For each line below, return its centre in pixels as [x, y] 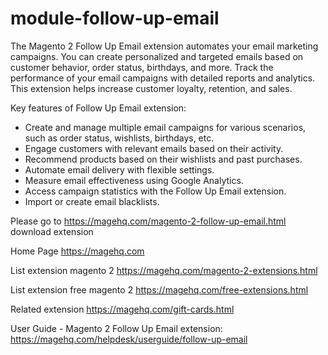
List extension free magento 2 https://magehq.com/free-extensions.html [159, 289]
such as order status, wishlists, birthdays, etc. [119, 138]
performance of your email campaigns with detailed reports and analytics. [163, 78]
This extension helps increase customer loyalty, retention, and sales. [151, 88]
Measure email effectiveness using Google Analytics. [134, 180]
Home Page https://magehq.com [77, 251]
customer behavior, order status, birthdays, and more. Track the [142, 67]
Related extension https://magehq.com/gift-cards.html [122, 309]
